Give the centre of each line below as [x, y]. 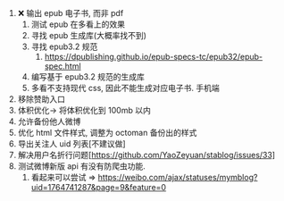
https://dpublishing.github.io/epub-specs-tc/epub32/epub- [154, 57]
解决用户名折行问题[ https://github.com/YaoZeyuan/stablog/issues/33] [146, 155]
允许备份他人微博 [49, 121]
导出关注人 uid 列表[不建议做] [72, 144]
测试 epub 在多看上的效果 [78, 24]
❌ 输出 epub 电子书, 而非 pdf [71, 13]
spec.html [63, 66]
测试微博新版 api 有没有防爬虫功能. [81, 166]
